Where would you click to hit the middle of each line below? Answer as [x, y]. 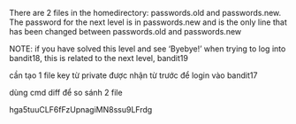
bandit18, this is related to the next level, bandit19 [99, 58]
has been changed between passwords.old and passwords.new [125, 31]
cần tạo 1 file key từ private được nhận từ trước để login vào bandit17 [133, 75]
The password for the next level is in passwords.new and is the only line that [148, 22]
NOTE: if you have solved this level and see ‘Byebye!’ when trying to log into [148, 49]
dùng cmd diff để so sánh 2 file [66, 93]
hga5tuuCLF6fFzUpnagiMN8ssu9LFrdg [81, 109]
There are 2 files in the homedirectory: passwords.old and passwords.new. [145, 13]
